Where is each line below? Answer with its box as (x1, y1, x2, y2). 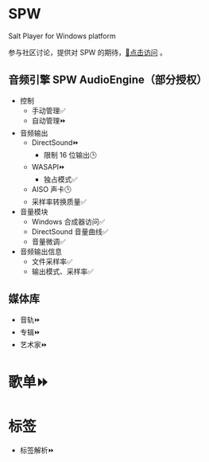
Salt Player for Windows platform (8, 31, 117, 41)
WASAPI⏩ (31, 162, 66, 171)
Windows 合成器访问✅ (31, 217, 106, 226)
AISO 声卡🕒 (31, 184, 72, 194)
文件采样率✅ (31, 256, 73, 266)
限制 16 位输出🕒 (43, 150, 97, 159)
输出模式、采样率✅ (31, 266, 94, 276)
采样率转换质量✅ (31, 197, 87, 206)
